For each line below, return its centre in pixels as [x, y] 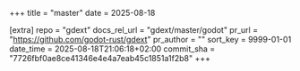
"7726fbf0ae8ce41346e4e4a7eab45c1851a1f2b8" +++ [110, 58]
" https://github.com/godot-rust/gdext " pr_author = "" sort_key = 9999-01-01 [150, 39]
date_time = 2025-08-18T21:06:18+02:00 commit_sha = [112, 49]
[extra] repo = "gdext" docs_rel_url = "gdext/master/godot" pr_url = [133, 30]
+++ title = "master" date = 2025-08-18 [82, 13]
